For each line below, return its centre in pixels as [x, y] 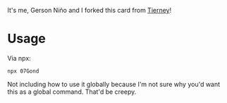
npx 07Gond [23, 71]
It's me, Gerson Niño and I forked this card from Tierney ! [89, 10]
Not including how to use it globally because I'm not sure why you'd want [114, 84]
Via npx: [19, 58]
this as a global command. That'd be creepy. [72, 92]
